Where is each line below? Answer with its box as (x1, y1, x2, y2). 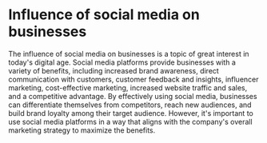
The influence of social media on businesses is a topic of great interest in (8, 49, 249, 58)
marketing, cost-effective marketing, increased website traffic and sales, (8, 82, 248, 93)
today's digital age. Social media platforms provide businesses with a (8, 58, 236, 67)
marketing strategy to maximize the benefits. (8, 125, 156, 135)
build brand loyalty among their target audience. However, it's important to (8, 108, 253, 117)
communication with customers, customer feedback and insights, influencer (8, 74, 259, 84)
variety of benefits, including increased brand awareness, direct (8, 66, 220, 75)
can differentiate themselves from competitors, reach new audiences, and (8, 100, 252, 109)
